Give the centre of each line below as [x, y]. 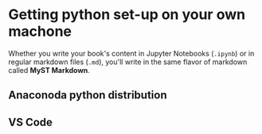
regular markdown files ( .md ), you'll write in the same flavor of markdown [128, 62]
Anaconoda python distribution [88, 96]
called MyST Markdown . [49, 70]
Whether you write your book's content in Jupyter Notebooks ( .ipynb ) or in [131, 53]
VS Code [31, 122]
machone [40, 31]
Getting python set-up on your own [127, 15]
